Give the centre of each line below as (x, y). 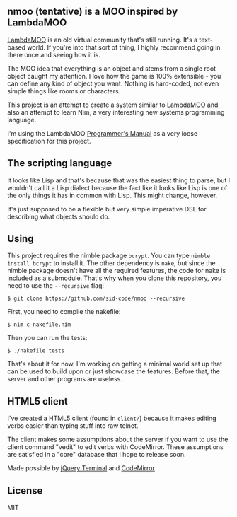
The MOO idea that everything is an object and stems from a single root (112, 68)
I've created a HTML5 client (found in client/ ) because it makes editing (112, 418)
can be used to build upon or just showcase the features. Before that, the (114, 371)
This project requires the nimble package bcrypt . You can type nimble (109, 256)
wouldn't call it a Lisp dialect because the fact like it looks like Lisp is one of (117, 187)
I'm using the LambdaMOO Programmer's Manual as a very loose (103, 133)
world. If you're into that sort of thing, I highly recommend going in (124, 47)
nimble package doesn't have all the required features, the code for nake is (117, 271)
